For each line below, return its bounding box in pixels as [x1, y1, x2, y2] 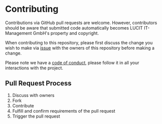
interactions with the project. [5, 65, 64, 71]
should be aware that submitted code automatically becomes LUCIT [5, 25, 143, 31]
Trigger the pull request [12, 113, 61, 119]
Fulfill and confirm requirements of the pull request [12, 108, 116, 114]
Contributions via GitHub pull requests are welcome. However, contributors [5, 20, 158, 26]
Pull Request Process [5, 79, 72, 88]
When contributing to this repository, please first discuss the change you [5, 39, 153, 45]
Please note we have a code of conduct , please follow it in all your [5, 60, 139, 65]
